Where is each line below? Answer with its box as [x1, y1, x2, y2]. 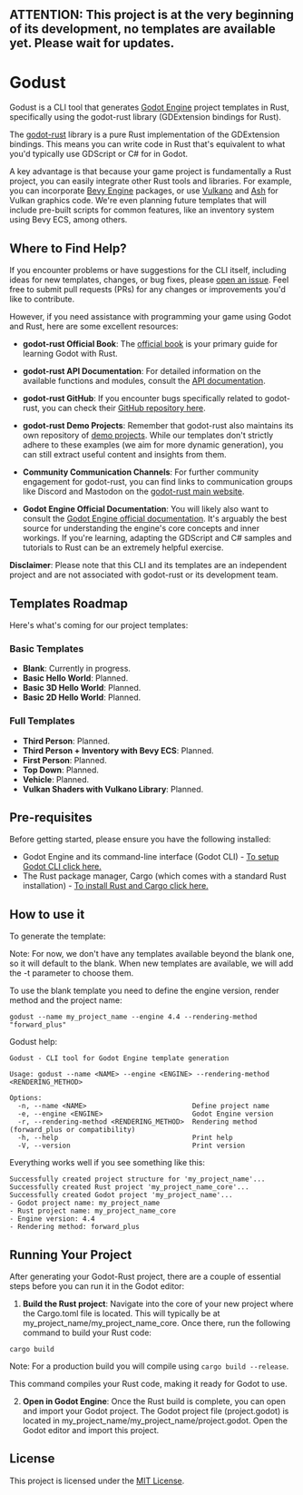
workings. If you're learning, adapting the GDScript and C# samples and [22, 533, 292, 544]
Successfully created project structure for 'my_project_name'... [9, 1175, 266, 1184]
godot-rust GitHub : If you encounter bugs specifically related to [22, 393, 263, 404]
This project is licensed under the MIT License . [9, 1475, 185, 1486]
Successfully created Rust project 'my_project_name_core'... [9, 1183, 249, 1192]
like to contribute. [9, 294, 75, 305]
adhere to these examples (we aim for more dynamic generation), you [22, 439, 284, 450]
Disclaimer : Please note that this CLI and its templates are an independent [9, 560, 288, 571]
